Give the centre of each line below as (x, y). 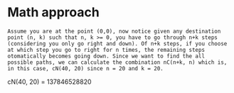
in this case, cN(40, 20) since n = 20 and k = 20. (85, 68)
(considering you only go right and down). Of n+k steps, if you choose (117, 43)
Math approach (53, 12)
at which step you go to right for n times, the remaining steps (106, 50)
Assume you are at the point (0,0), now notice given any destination (114, 31)
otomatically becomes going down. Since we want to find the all (106, 56)
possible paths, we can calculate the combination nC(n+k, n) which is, (117, 62)
